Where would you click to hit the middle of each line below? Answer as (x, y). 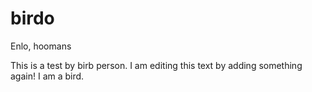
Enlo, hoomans (41, 46)
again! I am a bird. (47, 76)
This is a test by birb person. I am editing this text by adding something (156, 65)
